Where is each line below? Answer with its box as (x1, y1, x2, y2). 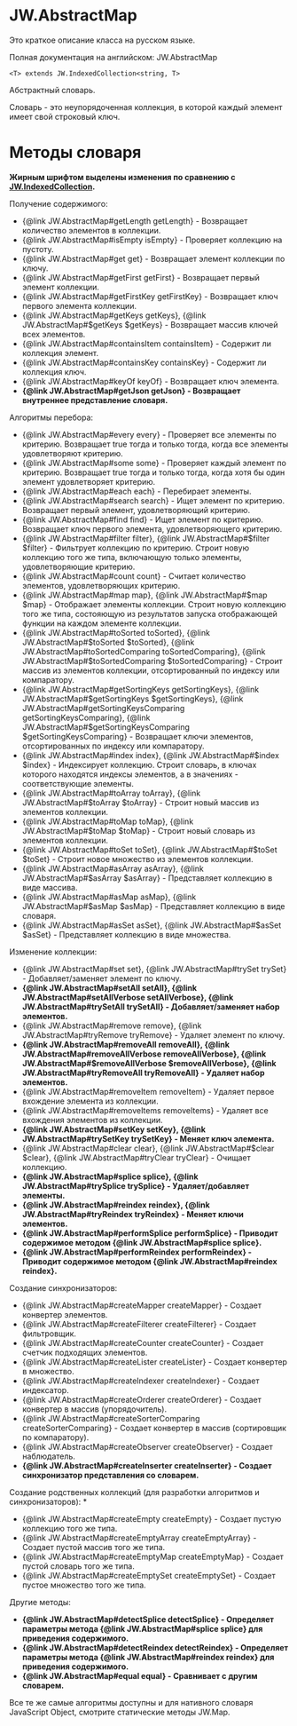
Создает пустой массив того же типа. (21, 1541, 166, 1552)
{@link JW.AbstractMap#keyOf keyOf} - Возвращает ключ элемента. (21, 376, 279, 386)
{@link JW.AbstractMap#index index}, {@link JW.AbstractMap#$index (21, 749, 279, 760)
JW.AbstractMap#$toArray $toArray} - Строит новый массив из (21, 796, 260, 808)
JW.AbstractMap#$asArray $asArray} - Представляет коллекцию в (21, 872, 273, 883)
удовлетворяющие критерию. (21, 561, 136, 572)
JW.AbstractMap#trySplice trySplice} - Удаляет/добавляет (21, 1180, 250, 1191)
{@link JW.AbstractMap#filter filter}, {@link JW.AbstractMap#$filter (21, 533, 270, 543)
